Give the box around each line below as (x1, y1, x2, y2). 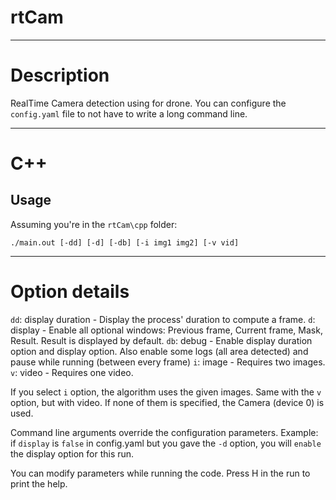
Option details (10, 281, 130, 303)
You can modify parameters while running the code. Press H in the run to (10, 467, 311, 479)
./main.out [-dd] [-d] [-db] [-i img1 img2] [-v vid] (10, 237, 240, 248)
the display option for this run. (10, 447, 135, 460)
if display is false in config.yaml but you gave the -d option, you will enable (10, 437, 322, 449)
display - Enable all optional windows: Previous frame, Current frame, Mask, (10, 324, 323, 336)
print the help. (10, 477, 68, 490)
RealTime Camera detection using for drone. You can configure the (10, 97, 287, 109)
